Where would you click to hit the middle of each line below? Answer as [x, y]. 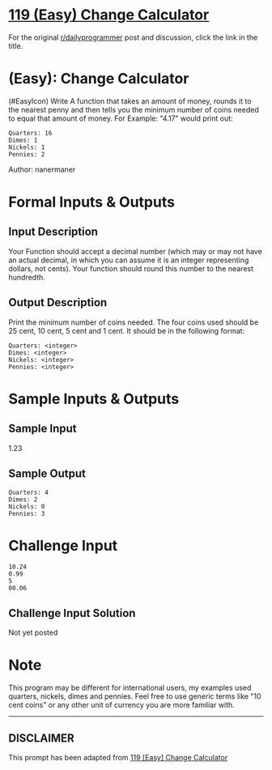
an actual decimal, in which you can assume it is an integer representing [129, 260]
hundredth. [27, 277]
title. [16, 45]
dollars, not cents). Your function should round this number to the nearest [131, 268]
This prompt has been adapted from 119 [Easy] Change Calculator [118, 757]
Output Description [58, 302]
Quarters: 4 [28, 492]
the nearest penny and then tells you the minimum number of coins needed [134, 109]
